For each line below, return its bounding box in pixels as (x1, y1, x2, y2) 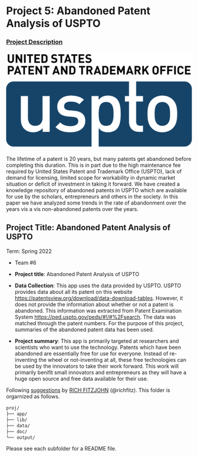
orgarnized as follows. (6, 393, 60, 400)
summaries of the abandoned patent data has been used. (14, 326, 154, 333)
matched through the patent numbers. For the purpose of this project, (14, 319, 184, 326)
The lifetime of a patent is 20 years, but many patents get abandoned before (6, 155, 192, 162)
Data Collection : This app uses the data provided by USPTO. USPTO (14, 282, 181, 289)
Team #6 (14, 259, 37, 266)
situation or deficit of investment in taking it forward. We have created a (6, 180, 180, 187)
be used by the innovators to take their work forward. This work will (14, 362, 179, 370)
